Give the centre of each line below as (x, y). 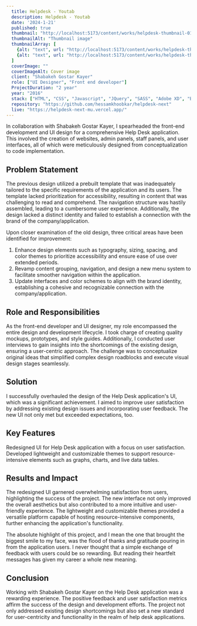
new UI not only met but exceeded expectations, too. (70, 414)
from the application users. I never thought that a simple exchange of (89, 547)
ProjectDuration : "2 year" (44, 88)
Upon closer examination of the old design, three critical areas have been (95, 233)
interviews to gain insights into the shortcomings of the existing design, (92, 345)
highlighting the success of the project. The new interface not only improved (98, 498)
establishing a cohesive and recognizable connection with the (89, 287)
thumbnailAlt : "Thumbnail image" (52, 39)
